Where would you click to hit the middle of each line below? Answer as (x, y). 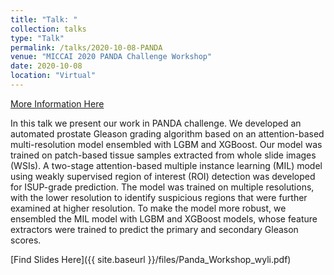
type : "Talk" (37, 38)
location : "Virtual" (53, 76)
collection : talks (48, 29)
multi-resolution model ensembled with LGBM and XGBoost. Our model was (166, 144)
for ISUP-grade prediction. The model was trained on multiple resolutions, (162, 187)
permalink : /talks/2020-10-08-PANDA (86, 47)
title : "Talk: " (44, 19)
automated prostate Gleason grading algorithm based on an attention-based (167, 133)
